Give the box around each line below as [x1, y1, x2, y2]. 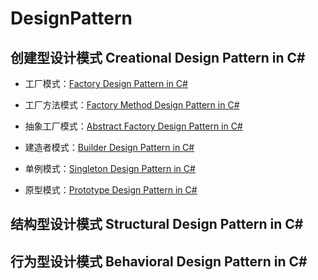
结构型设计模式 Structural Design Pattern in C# [10, 216, 304, 233]
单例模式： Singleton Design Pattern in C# [24, 163, 196, 174]
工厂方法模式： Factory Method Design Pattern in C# [24, 99, 240, 111]
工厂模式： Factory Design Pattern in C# [24, 78, 188, 89]
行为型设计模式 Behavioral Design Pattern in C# [10, 253, 308, 270]
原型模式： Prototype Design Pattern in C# [24, 184, 198, 196]
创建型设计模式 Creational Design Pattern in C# [10, 49, 306, 66]
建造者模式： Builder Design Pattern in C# [24, 142, 195, 153]
